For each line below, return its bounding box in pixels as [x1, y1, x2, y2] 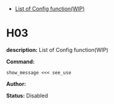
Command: [6, 57, 35, 65]
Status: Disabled [6, 92, 48, 99]
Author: [6, 80, 27, 87]
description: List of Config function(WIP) [6, 46, 109, 53]
